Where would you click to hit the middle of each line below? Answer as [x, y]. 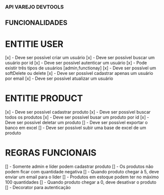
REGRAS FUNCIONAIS [51, 153]
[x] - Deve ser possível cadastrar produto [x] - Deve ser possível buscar [78, 112]
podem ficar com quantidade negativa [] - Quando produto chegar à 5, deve [82, 172]
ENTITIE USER [34, 44]
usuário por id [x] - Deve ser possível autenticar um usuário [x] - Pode [76, 63]
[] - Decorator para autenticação [38, 188]
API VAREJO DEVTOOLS [34, 7]
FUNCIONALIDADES [36, 23]
